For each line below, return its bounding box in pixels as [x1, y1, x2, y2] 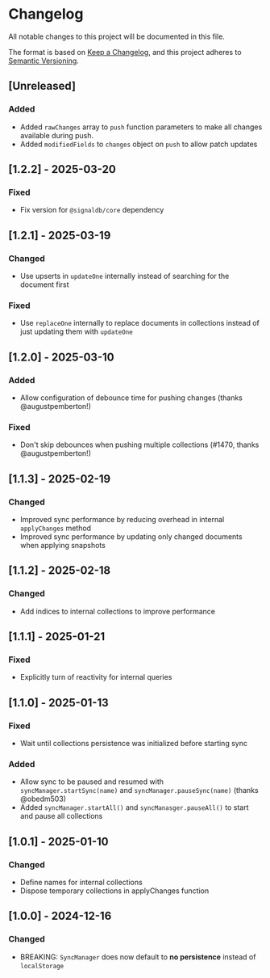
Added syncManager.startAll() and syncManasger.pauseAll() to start [19, 803, 249, 812]
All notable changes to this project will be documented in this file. [8, 32, 226, 41]
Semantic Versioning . [8, 56, 79, 65]
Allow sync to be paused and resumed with [19, 777, 164, 786]
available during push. [19, 130, 94, 140]
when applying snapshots [19, 540, 106, 550]
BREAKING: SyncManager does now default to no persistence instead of [19, 951, 256, 962]
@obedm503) [19, 794, 67, 804]
